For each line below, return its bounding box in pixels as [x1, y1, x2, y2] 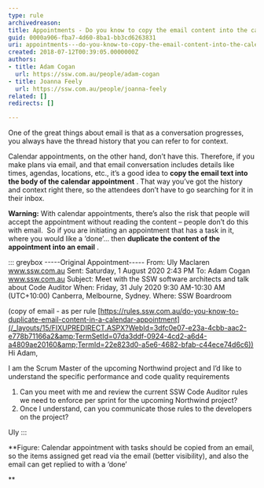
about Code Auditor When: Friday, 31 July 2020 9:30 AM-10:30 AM [8, 283, 225, 292]
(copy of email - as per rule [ [8, 307, 101, 316]
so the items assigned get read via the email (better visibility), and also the [8, 451, 249, 461]
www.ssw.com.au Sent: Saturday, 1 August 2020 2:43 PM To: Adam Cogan [8, 266, 251, 276]
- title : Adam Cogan [8, 63, 76, 71]
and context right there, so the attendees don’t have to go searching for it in [8, 185, 254, 195]
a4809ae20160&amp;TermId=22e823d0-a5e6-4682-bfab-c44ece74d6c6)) [8, 340, 254, 349]
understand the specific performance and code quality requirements [8, 372, 230, 382]
